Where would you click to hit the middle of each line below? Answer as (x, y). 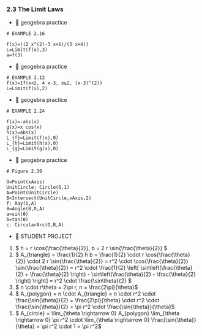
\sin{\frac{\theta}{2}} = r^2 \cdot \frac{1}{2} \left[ (77, 268)
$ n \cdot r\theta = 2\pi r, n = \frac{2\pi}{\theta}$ (77, 288)
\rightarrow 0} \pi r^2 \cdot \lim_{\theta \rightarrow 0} (82, 320)
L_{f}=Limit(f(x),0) (33, 138)
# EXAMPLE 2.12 (26, 78)
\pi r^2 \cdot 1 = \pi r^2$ (72, 326)
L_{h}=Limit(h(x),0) (33, 143)
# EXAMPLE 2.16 (26, 34)
